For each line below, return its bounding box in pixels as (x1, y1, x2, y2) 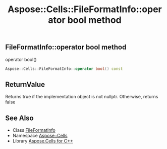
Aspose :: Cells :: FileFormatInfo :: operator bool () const (5, 66, 123, 71)
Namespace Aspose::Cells (12, 133, 68, 139)
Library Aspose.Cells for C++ (12, 138, 73, 144)
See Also (5, 114, 34, 122)
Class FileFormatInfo (12, 127, 55, 133)
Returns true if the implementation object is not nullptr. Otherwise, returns (5, 94, 158, 100)
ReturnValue (5, 80, 45, 89)
